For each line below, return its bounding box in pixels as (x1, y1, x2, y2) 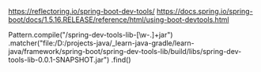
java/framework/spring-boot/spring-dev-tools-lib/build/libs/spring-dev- (8, 47, 242, 56)
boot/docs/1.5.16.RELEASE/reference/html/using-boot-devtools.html (8, 15, 229, 24)
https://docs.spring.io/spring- (157, 7, 253, 16)
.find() (111, 55, 131, 64)
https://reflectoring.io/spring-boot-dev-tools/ (8, 7, 156, 16)
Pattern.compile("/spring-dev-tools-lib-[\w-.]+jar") (8, 31, 173, 39)
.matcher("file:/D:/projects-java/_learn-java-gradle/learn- (8, 38, 195, 48)
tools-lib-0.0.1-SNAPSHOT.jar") (8, 55, 110, 64)
